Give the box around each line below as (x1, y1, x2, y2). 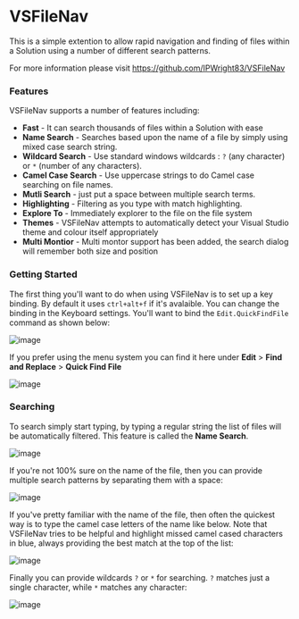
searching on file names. (21, 180, 113, 190)
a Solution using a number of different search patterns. (9, 45, 212, 55)
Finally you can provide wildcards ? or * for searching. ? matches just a (9, 572, 270, 582)
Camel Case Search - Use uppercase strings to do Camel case (21, 170, 254, 180)
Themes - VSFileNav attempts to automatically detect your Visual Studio (21, 217, 289, 229)
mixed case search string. (21, 141, 118, 153)
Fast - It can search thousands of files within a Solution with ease (21, 122, 263, 133)
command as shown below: (9, 317, 110, 328)
